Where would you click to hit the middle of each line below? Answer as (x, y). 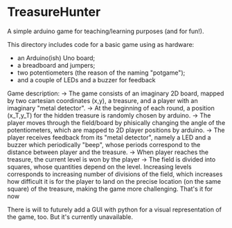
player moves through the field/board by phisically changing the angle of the (116, 122)
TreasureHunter (54, 12)
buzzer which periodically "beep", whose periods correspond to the (104, 144)
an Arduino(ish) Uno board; (56, 58)
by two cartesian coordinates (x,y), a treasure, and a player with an (103, 100)
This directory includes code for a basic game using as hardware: (101, 44)
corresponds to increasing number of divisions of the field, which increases (115, 174)
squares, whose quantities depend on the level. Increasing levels (99, 167)
